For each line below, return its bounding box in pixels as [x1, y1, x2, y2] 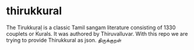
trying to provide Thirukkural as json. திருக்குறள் [6, 36, 122, 43]
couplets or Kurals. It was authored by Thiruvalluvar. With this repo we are [6, 30, 188, 37]
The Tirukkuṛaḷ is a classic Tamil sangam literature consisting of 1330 [6, 24, 176, 31]
